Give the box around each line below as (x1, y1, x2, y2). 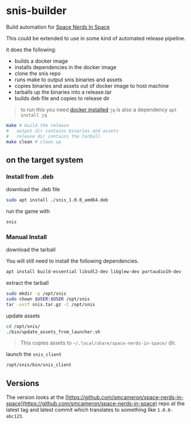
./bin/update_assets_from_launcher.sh (6, 329, 100, 335)
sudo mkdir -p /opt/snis (6, 291, 67, 297)
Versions (6, 378, 40, 388)
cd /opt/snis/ (6, 323, 41, 329)
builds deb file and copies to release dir (14, 95, 110, 102)
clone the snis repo (14, 70, 61, 77)
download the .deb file (6, 186, 60, 193)
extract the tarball (6, 280, 49, 287)
